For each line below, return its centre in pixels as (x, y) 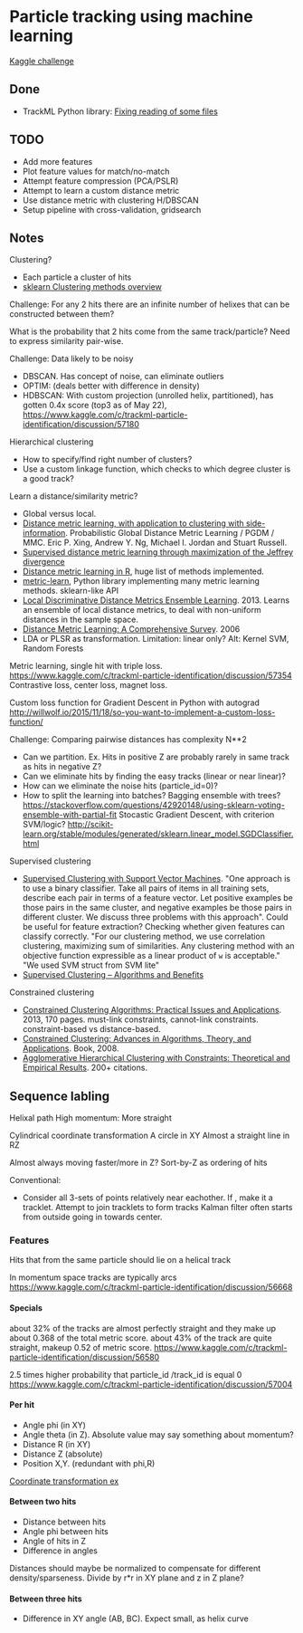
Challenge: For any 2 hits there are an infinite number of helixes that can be (150, 304)
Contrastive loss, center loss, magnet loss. (89, 685)
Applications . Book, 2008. (71, 1048)
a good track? (48, 479)
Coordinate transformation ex (64, 1481)
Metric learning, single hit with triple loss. (86, 666)
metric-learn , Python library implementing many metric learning (141, 581)
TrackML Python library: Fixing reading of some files (120, 111)
